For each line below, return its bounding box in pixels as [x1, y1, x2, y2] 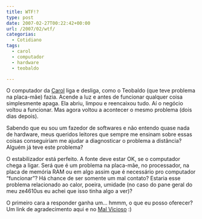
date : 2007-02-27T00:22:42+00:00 [6, 20, 91, 26]
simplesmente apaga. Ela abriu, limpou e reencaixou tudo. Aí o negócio [6, 100, 183, 107]
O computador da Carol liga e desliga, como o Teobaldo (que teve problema [6, 87, 195, 94]
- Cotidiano [11, 37, 42, 43]
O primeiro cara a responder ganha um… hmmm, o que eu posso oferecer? [6, 199, 194, 206]
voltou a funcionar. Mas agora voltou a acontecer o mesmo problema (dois [6, 106, 192, 114]
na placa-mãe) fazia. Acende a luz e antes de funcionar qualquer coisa [6, 93, 183, 100]
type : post [6, 15, 34, 21]
